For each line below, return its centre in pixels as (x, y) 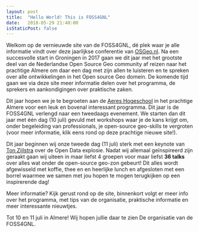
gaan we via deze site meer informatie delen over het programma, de (91, 83)
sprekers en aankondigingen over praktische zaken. (70, 89)
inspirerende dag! (28, 182)
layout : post (22, 12)
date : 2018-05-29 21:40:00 (42, 23)
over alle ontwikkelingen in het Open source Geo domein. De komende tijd (97, 77)
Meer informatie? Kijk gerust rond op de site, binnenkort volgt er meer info (97, 193)
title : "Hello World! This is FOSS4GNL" (58, 17)
